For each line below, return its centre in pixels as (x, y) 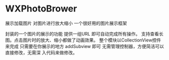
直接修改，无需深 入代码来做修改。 (41, 52)
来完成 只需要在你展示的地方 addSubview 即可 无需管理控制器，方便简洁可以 (84, 46)
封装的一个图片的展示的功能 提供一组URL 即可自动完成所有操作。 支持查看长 (84, 33)
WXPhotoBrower (41, 9)
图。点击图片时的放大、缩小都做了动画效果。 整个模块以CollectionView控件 (83, 40)
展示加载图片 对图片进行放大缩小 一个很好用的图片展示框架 (66, 23)
